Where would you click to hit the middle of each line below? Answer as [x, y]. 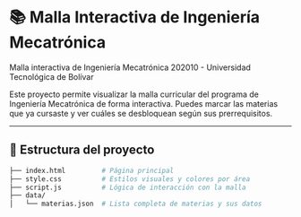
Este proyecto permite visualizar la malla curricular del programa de [134, 94]
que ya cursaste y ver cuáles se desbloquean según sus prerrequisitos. [141, 113]
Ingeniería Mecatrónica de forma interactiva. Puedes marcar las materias [144, 103]
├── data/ [28, 195]
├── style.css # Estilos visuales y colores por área [130, 179]
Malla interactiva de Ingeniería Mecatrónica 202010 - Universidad [130, 67]
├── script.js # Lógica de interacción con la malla [128, 187]
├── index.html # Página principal [92, 170]
